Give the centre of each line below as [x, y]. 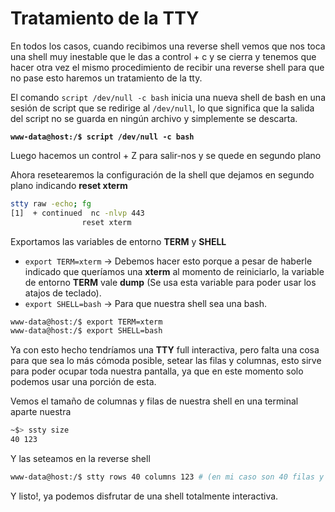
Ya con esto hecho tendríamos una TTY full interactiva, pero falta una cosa [165, 350]
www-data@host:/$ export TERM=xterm [86, 322]
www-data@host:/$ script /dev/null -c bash [102, 137]
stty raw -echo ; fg [51, 203]
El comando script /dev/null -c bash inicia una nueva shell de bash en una [168, 97]
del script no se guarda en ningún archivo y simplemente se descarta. [154, 118]
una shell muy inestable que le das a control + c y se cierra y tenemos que [163, 56]
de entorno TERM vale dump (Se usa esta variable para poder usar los [170, 282]
